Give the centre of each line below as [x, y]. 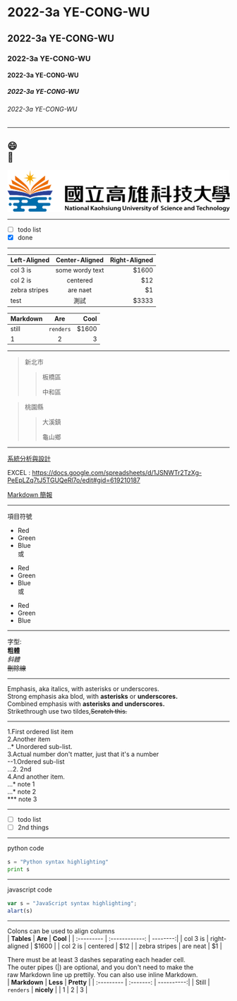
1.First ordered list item [41, 732]
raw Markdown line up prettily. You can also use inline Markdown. [103, 974]
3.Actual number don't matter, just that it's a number [83, 754]
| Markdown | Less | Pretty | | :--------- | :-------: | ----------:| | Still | [109, 982]
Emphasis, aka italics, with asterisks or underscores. [84, 689]
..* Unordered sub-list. [40, 747]
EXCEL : [19, 473]
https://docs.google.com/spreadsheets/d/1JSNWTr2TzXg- [117, 473]
